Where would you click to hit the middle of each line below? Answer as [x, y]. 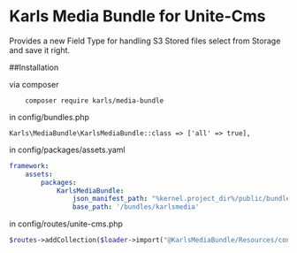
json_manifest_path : [110, 199]
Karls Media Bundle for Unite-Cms [137, 16]
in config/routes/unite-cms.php [66, 224]
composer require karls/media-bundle [95, 100]
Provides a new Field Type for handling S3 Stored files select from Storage [145, 41]
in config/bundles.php [49, 117]
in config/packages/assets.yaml [67, 149]
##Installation [34, 67]
